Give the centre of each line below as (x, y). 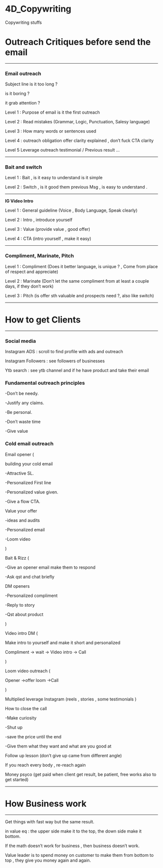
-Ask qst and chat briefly (30, 577)
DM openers (17, 586)
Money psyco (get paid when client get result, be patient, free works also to (81, 774)
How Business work (46, 804)
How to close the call (26, 708)
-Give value (16, 431)
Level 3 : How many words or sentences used (51, 131)
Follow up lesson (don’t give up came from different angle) (64, 755)
